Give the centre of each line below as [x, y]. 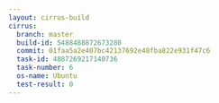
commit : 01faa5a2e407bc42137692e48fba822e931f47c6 [114, 51]
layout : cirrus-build [49, 17]
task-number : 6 [45, 68]
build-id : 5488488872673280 [69, 43]
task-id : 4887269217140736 [67, 59]
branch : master [45, 34]
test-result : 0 [45, 84]
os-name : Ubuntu [47, 76]
